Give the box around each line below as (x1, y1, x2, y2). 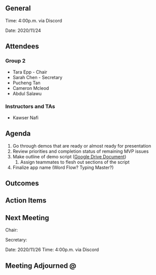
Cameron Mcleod (12, 85, 49, 91)
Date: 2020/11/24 (5, 27, 42, 33)
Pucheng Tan (12, 80, 41, 86)
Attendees (5, 42, 39, 51)
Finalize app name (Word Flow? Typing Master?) (12, 164, 114, 170)
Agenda (5, 129, 31, 138)
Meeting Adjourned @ (5, 261, 77, 270)
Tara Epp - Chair (12, 68, 47, 75)
